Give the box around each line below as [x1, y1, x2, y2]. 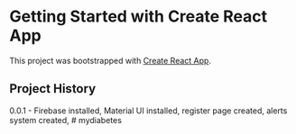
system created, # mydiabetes [9, 114, 122, 125]
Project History [9, 81, 97, 96]
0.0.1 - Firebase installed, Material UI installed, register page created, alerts [9, 105, 288, 116]
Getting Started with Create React [9, 6, 268, 27]
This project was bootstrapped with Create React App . [9, 55, 212, 66]
